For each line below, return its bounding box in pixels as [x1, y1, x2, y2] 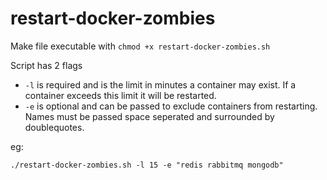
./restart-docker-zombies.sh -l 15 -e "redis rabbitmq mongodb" [10, 160, 284, 170]
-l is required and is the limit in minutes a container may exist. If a [24, 78, 297, 91]
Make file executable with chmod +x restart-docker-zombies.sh [10, 40, 271, 52]
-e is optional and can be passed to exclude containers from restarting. [24, 100, 318, 112]
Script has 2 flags [10, 59, 83, 71]
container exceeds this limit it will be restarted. [24, 89, 217, 101]
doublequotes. [24, 121, 85, 133]
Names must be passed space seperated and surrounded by [24, 110, 275, 122]
